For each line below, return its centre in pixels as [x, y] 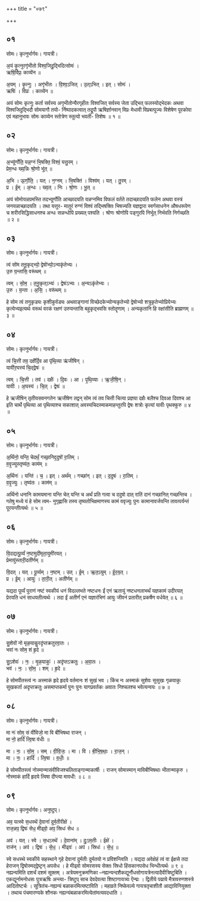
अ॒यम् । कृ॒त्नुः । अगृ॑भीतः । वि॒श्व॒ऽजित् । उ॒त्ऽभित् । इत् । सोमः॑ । [68, 84]
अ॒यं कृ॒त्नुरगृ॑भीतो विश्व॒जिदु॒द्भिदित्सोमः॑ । [43, 66]
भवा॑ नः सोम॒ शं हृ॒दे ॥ [25, 650]
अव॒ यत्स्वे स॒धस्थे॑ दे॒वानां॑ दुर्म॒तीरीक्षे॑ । [39, 822]
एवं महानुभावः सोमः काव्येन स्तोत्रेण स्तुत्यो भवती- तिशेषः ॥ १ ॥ [63, 116]
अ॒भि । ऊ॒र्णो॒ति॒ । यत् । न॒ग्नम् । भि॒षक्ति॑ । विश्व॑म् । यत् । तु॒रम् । [69, 180]
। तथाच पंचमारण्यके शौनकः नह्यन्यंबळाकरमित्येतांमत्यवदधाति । [64, 893]
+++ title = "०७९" [27, 9]
